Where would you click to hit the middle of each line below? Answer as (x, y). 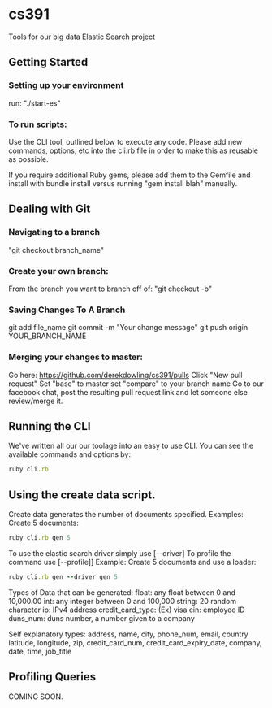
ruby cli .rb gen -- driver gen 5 (63, 577)
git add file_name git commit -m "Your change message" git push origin (128, 328)
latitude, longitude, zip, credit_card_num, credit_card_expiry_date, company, (135, 642)
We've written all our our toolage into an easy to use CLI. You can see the (131, 446)
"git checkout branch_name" (56, 250)
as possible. (28, 159)
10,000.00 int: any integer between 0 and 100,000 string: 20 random (123, 601)
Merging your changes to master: (76, 357)
